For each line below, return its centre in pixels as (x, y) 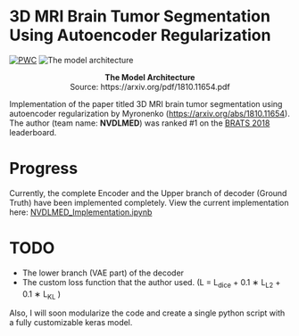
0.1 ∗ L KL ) (41, 295)
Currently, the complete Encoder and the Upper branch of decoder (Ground (148, 193)
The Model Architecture (150, 77)
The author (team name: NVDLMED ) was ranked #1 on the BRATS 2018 (140, 123)
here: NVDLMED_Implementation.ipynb (81, 212)
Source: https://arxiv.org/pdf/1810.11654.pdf (150, 86)
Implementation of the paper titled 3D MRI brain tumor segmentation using (146, 103)
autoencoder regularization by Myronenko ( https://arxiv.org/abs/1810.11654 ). (149, 113)
